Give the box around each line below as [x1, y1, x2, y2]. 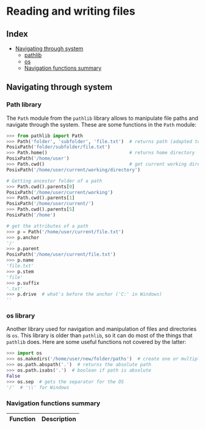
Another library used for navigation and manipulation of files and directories [6, 326, 197, 333]
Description [41, 414, 76, 423]
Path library [6, 100, 41, 109]
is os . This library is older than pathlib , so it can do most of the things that [6, 332, 193, 339]
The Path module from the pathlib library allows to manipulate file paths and [6, 114, 198, 122]
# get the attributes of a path [6, 223, 88, 229]
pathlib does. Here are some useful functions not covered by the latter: [6, 338, 187, 346]
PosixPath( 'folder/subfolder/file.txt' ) [6, 144, 111, 151]
